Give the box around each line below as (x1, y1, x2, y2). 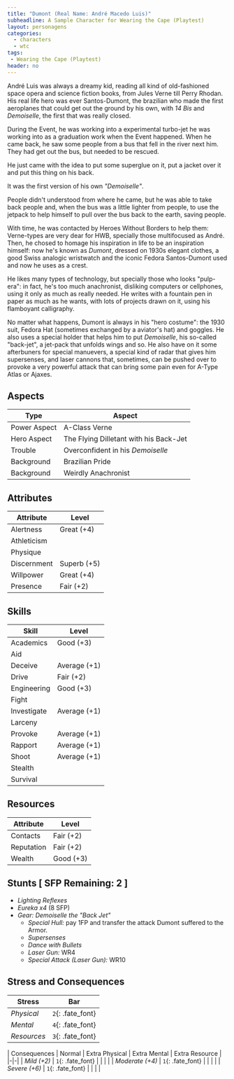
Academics (10, 638, 47, 648)
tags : (7, 50, 23, 57)
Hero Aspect (10, 434, 52, 444)
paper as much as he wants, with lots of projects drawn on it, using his (7, 297, 211, 305)
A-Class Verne (63, 423, 113, 433)
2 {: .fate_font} (52, 1008, 96, 1018)
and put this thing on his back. (7, 168, 94, 176)
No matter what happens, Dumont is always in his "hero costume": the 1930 (7, 318, 225, 326)
